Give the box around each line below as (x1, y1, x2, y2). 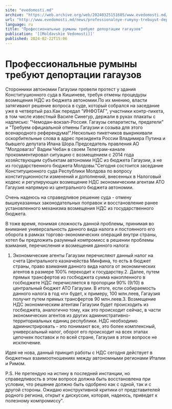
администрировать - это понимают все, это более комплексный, (12, 323, 156, 329)
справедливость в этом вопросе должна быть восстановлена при (5, 376, 151, 382)
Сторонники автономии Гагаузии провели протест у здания (5, 86, 136, 92)
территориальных (12, 318, 52, 324)
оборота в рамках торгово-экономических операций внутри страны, (5, 231, 157, 238)
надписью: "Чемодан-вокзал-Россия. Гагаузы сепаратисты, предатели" (5, 119, 164, 125)
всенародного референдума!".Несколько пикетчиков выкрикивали (5, 129, 153, 136)
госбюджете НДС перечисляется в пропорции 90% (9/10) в (12, 279, 144, 285)
